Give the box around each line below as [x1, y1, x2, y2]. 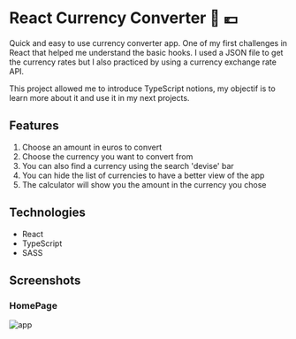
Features [9, 119, 59, 134]
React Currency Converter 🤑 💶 [9, 8, 239, 28]
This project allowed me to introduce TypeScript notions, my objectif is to [9, 83, 276, 94]
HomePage [9, 299, 57, 312]
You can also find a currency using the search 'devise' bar [21, 160, 234, 171]
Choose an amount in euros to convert [21, 142, 163, 152]
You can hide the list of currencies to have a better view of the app [21, 170, 265, 181]
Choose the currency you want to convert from [21, 150, 194, 162]
